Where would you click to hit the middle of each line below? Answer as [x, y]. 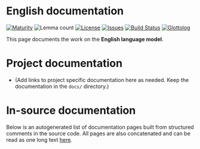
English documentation [65, 11]
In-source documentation [71, 110]
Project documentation [64, 63]
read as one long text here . [39, 139]
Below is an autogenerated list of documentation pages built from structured [100, 127]
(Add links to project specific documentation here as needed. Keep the [102, 80]
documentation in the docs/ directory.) [62, 86]
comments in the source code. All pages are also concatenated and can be [99, 133]
